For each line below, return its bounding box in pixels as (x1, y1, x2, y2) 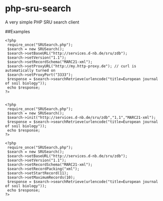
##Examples (5, 28, 30, 34)
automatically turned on (5, 68, 56, 73)
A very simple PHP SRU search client (5, 19, 80, 25)
